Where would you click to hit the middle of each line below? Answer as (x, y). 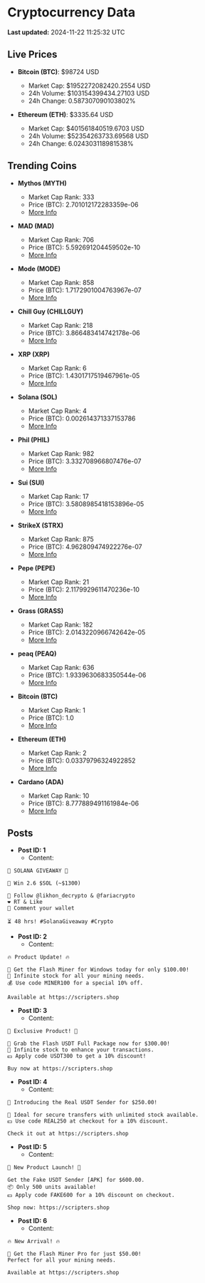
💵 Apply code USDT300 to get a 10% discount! (77, 1056)
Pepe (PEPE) (36, 568)
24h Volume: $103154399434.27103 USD (89, 93)
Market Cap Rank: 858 (61, 282)
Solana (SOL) (38, 397)
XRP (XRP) (33, 354)
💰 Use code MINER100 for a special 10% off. (75, 983)
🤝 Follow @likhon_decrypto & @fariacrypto (71, 896)
